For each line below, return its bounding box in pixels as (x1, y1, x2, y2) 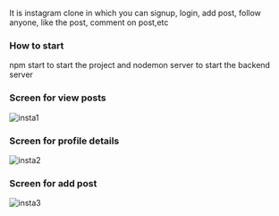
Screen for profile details (9, 134, 120, 147)
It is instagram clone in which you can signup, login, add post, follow (9, 8, 262, 18)
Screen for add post (9, 177, 97, 189)
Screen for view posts (9, 91, 106, 104)
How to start (9, 39, 64, 52)
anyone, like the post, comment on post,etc (9, 17, 169, 28)
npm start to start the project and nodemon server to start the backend (9, 60, 271, 71)
